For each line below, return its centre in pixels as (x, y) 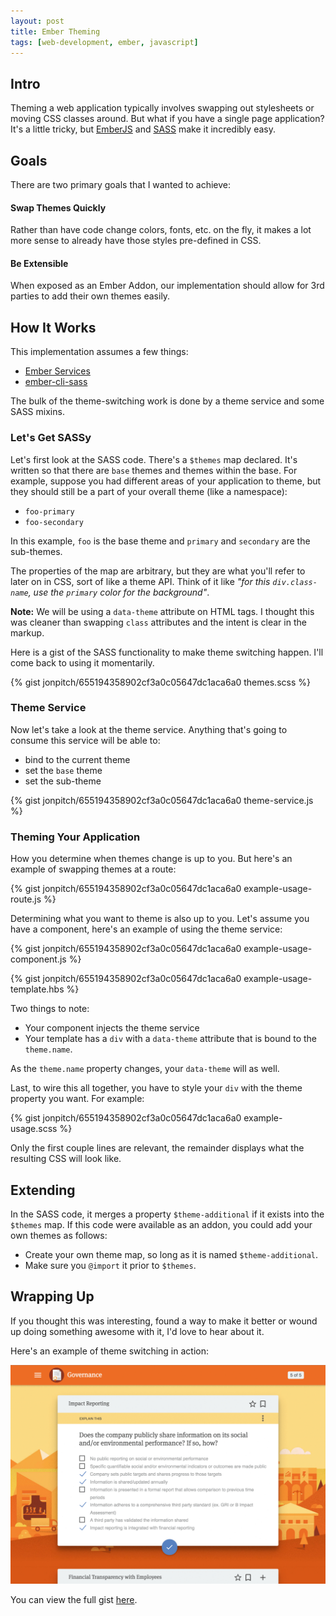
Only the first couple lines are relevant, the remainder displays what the (157, 1148)
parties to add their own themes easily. (90, 296)
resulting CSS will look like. (66, 1159)
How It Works (53, 327)
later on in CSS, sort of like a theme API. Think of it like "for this (140, 581)
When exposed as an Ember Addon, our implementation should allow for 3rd (167, 286)
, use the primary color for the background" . (119, 592)
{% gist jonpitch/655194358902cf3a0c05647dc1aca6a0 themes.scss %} (160, 682)
